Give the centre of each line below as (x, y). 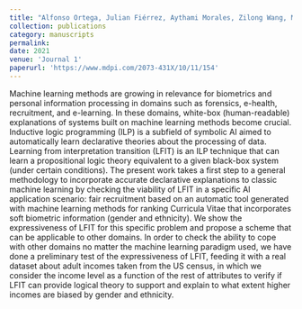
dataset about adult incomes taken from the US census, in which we (136, 266)
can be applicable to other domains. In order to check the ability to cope (143, 237)
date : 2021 (30, 51)
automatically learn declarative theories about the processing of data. (138, 141)
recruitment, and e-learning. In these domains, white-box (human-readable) (150, 113)
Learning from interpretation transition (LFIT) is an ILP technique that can (145, 150)
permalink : (30, 43)
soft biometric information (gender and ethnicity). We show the (126, 218)
